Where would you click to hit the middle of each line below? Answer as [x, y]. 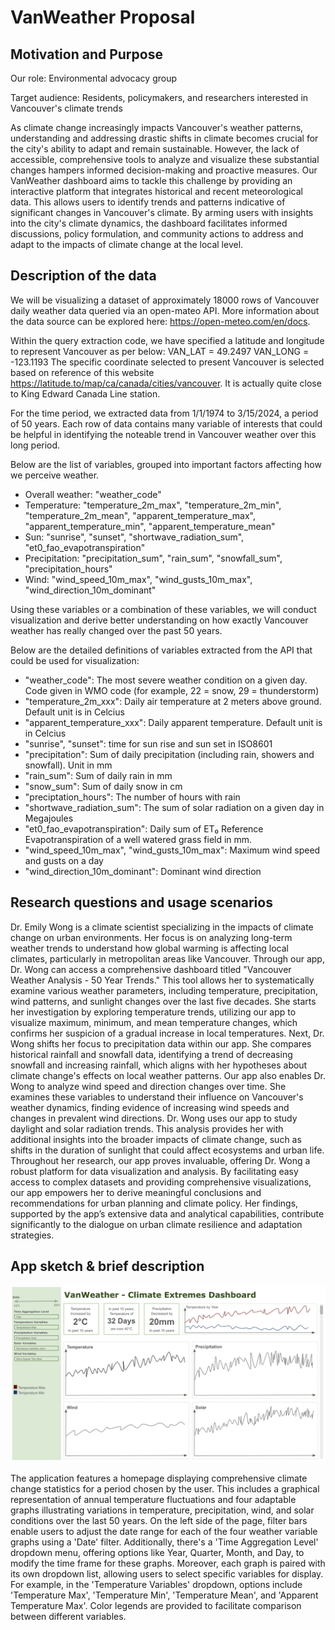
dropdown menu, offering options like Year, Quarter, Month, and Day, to [157, 1552]
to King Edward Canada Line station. [85, 393]
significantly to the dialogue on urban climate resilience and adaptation [156, 1224]
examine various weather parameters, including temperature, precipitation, [164, 990]
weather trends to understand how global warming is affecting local [149, 948]
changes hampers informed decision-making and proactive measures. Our [164, 170]
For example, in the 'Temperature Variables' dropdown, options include [156, 1584]
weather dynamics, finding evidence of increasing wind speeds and [150, 1107]
